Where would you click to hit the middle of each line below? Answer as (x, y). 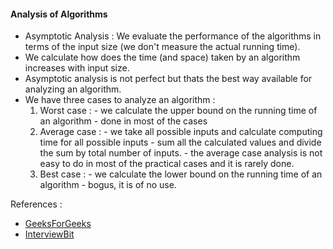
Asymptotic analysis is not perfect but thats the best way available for (168, 79)
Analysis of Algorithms (59, 14)
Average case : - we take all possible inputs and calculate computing (181, 132)
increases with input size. (77, 68)
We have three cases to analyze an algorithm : (120, 100)
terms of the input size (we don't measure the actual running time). (162, 47)
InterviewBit (49, 234)
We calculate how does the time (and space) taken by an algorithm (162, 57)
